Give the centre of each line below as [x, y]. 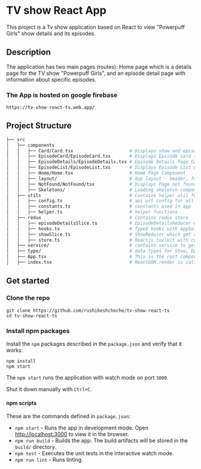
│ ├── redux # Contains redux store [97, 218]
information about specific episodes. [51, 79]
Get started [28, 281]
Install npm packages [38, 330]
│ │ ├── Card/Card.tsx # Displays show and [93, 151]
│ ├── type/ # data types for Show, [97, 251]
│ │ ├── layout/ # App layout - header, [97, 178]
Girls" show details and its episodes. [51, 33]
